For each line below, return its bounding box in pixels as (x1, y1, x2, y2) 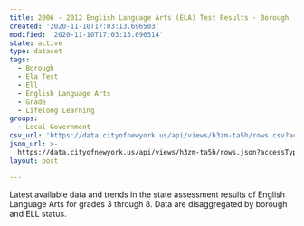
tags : (9, 55, 30, 64)
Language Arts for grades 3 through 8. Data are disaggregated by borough (9, 198, 288, 209)
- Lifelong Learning (17, 106, 95, 115)
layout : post (9, 155, 59, 165)
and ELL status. (9, 208, 68, 219)
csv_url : (9, 131, 43, 140)
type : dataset (9, 47, 63, 56)
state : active (9, 38, 63, 48)
